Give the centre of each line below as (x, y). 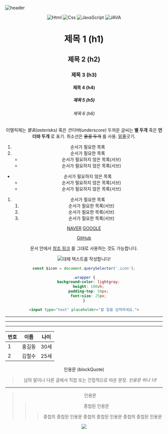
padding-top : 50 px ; (88, 291)
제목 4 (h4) (84, 88)
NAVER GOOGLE (84, 228)
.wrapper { (84, 277)
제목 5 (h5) (84, 100)
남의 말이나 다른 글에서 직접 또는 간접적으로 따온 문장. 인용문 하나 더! (90, 380)
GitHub (84, 238)
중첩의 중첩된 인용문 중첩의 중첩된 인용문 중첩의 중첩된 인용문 (103, 416)
